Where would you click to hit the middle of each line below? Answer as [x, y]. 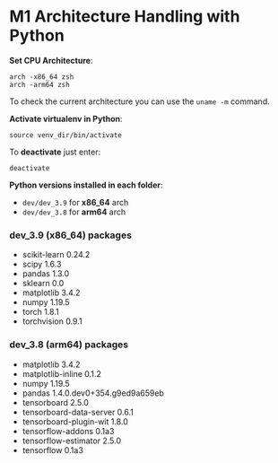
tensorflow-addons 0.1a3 [68, 431]
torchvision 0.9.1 [52, 321]
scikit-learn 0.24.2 [56, 255]
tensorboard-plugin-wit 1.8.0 [75, 421]
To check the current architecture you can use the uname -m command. [140, 101]
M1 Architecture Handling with [125, 17]
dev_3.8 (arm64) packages [69, 345]
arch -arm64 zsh [39, 84]
